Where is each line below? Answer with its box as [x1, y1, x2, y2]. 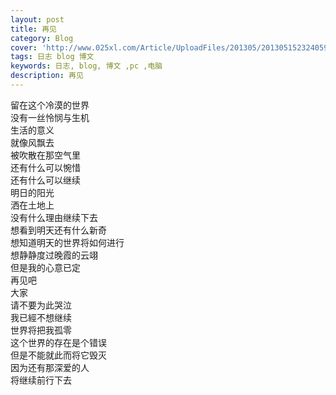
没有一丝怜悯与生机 [10, 111, 90, 123]
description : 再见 [10, 71, 84, 81]
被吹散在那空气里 [10, 149, 81, 161]
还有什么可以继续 [10, 174, 81, 186]
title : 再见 [10, 24, 57, 34]
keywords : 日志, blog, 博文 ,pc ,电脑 [10, 61, 163, 71]
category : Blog [10, 33, 74, 43]
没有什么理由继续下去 [10, 211, 98, 223]
